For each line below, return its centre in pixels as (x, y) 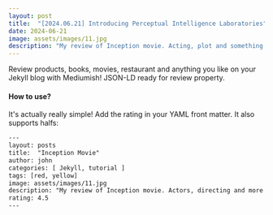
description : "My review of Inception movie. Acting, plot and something (136, 46)
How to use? (30, 96)
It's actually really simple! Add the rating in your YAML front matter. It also (132, 114)
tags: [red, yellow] (43, 175)
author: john (30, 160)
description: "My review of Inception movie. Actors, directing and (127, 191)
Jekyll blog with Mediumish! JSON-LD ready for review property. (117, 78)
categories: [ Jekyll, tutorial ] (67, 168)
